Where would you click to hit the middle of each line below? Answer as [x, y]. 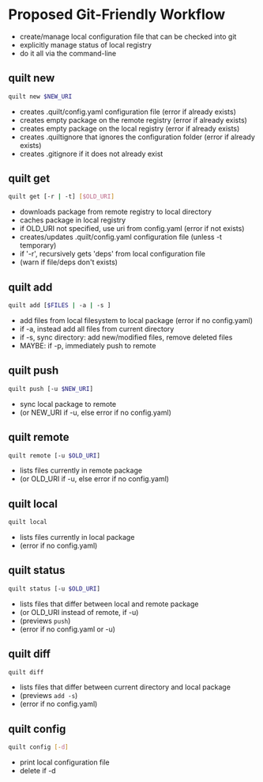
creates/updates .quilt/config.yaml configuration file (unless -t [121, 237]
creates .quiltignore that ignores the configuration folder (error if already [137, 137]
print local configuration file [64, 762]
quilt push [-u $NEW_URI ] [51, 389]
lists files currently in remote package [81, 471]
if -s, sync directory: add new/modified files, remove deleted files [126, 337]
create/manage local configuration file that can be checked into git [128, 36]
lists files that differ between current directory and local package [125, 687]
